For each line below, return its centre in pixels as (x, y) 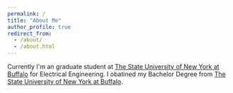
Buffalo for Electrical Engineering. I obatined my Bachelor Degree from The (116, 74)
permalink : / (27, 14)
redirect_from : (30, 33)
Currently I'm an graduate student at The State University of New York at (113, 67)
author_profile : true (39, 27)
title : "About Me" (34, 20)
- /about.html (34, 46)
